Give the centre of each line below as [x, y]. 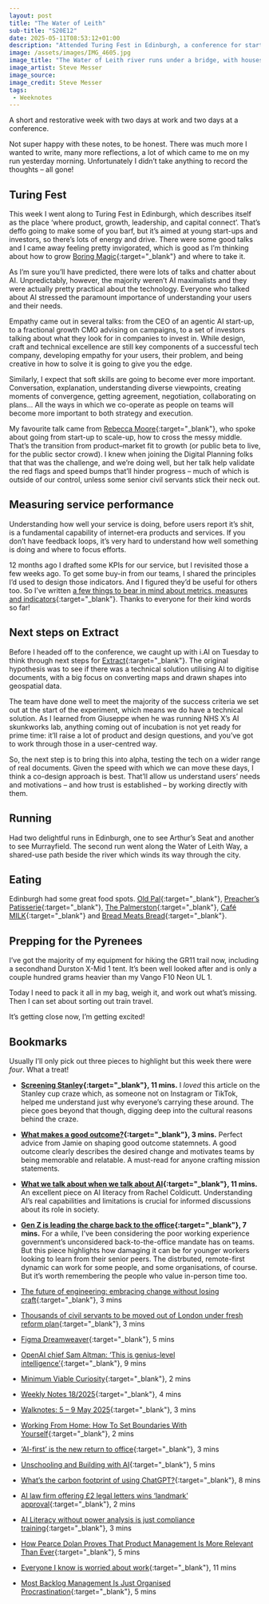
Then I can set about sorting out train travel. [81, 1001]
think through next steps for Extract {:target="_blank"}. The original [119, 660]
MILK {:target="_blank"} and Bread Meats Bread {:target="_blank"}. [118, 916]
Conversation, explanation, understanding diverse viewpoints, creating [125, 388]
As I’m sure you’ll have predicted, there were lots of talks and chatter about [133, 272]
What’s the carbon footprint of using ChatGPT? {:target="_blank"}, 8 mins [140, 1480]
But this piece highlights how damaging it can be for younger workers [135, 1250]
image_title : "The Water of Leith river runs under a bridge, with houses [136, 61]
